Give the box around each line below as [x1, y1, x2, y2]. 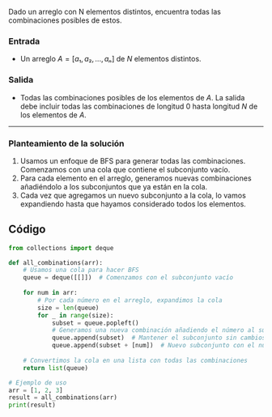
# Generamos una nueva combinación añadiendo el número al [51, 326, 255, 334]
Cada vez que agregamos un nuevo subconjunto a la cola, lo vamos [19, 190, 247, 200]
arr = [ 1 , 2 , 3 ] [8, 386, 63, 394]
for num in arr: [23, 289, 79, 297]
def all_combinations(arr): [8, 258, 104, 266]
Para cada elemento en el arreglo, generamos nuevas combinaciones [19, 173, 253, 183]
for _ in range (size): [37, 311, 114, 319]
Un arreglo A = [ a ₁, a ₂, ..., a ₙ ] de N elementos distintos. [19, 54, 202, 64]
